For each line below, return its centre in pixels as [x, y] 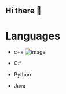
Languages [33, 36]
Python [22, 75]
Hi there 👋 [23, 11]
